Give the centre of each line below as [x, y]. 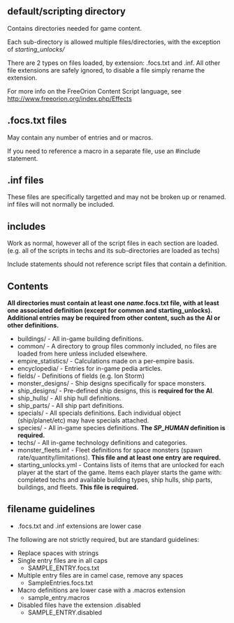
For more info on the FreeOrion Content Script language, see [94, 91]
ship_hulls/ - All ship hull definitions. [69, 398]
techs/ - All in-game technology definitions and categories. [102, 443]
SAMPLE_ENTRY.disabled [65, 612]
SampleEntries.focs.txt [60, 582]
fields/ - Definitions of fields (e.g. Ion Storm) [81, 376]
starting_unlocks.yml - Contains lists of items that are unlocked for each [121, 465]
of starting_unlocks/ [36, 49]
